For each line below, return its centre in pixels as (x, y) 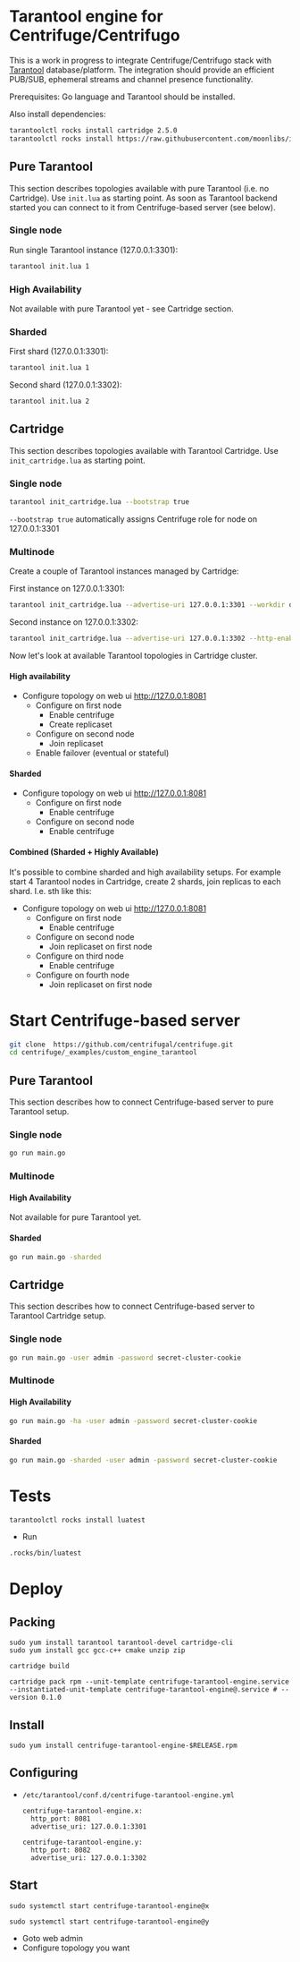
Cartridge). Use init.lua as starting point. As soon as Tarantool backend (144, 198)
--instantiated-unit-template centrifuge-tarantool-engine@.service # (143, 1690)
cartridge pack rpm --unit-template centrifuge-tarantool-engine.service (150, 1682)
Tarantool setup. (39, 1112)
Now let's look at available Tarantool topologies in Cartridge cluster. (133, 656)
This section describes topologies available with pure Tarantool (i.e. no (139, 188)
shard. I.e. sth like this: (50, 891)
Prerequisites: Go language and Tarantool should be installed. (122, 97)
